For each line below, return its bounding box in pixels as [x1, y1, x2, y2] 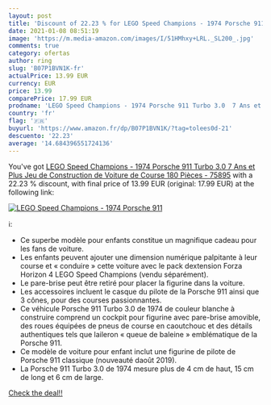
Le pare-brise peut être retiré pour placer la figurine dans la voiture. [19, 278, 245, 287]
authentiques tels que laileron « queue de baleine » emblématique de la [19, 329, 258, 339]
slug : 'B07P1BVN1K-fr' [8, 65, 85, 73]
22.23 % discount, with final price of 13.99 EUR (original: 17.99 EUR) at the [8, 178, 255, 188]
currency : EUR [8, 79, 56, 87]
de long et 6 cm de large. [19, 372, 104, 382]
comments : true [8, 42, 60, 50]
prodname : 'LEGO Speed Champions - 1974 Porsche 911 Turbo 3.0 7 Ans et [8, 102, 262, 110]
